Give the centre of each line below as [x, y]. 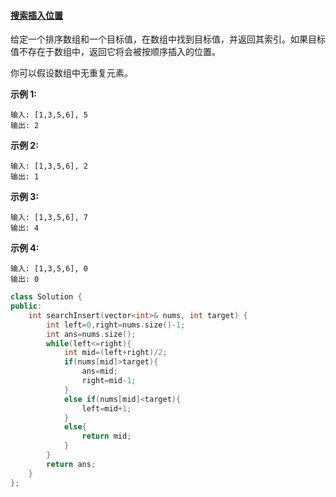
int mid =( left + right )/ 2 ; [115, 353]
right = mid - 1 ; [109, 381]
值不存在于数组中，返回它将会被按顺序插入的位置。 [115, 52]
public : [26, 306]
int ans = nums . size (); [91, 334]
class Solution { [46, 297]
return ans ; [71, 464]
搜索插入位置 [36, 15]
